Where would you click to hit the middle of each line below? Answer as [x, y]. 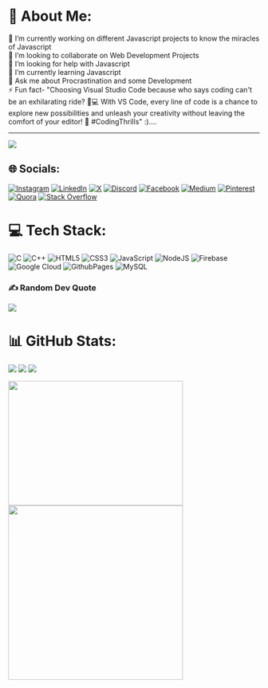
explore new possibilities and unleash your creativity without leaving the [127, 113]
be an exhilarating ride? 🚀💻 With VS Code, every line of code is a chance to [133, 101]
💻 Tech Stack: [57, 230]
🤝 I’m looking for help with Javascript [69, 64]
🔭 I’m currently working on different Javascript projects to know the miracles [134, 38]
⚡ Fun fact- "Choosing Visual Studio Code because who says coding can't [130, 89]
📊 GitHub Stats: [63, 341]
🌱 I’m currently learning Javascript [65, 72]
